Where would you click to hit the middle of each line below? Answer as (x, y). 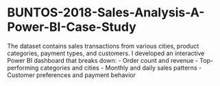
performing (23, 68)
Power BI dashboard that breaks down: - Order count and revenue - (103, 60)
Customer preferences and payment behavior (71, 75)
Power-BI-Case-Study (72, 27)
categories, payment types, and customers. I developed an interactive (106, 53)
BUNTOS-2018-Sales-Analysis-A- (106, 13)
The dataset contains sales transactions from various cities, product (103, 46)
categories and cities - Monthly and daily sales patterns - (121, 68)
